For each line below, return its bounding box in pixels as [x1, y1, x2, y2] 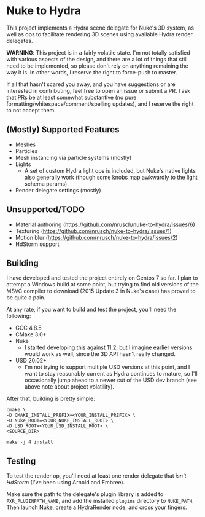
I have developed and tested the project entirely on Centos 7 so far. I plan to [6, 274, 198, 282]
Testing [6, 456, 36, 466]
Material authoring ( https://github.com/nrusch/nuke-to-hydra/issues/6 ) [15, 221, 195, 228]
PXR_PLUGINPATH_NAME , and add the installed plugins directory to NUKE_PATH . [6, 497, 195, 505]
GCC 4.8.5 [15, 324, 42, 332]
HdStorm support [15, 240, 60, 248]
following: [6, 312, 31, 320]
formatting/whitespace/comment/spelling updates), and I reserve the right [6, 100, 195, 108]
